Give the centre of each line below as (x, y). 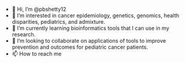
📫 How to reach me (37, 54)
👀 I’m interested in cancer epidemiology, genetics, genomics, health (95, 15)
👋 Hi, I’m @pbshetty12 (39, 9)
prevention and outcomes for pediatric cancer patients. (80, 47)
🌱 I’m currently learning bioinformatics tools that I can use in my (90, 28)
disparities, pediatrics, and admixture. (59, 22)
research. (24, 34)
